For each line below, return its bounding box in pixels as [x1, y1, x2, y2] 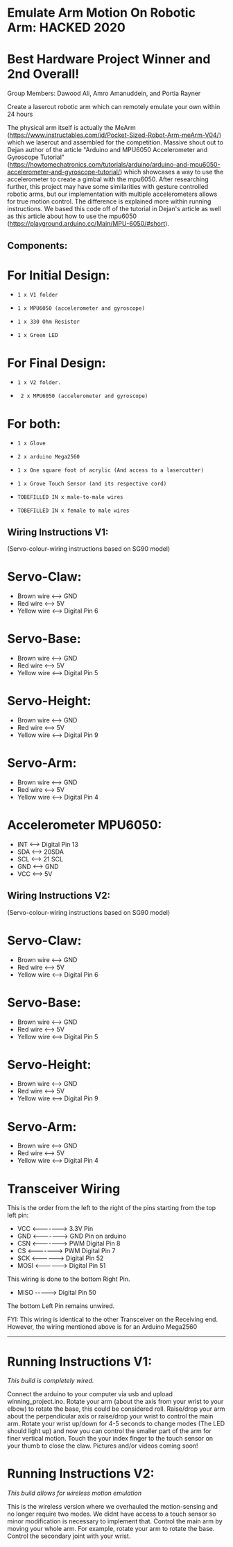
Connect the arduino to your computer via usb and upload [7, 1390, 173, 1398]
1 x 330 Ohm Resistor [17, 318, 80, 326]
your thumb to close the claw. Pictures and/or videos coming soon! [7, 1441, 199, 1450]
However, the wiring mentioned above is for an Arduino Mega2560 [7, 1323, 198, 1331]
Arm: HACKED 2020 [7, 19, 126, 35]
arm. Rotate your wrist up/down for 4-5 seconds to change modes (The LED [7, 1419, 225, 1428]
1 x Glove [17, 440, 46, 447]
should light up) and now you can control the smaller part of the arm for [7, 1427, 212, 1435]
